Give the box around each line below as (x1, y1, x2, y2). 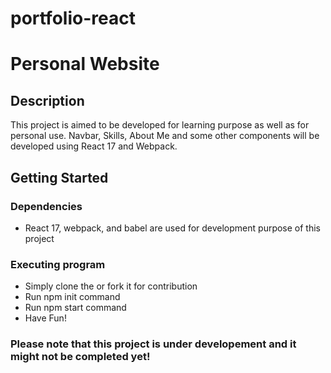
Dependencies (10, 199, 83, 213)
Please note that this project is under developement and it (10, 337, 297, 351)
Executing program (10, 257, 106, 271)
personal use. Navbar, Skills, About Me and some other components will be (10, 130, 320, 142)
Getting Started (10, 169, 109, 186)
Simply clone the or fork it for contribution (24, 280, 198, 292)
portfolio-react (10, 7, 136, 30)
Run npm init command (24, 291, 121, 303)
